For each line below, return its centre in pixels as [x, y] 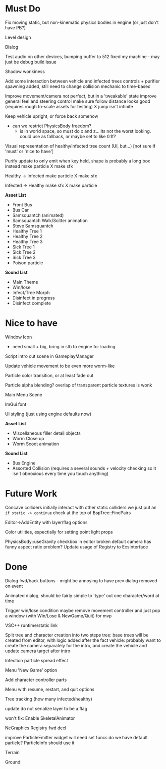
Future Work [31, 494]
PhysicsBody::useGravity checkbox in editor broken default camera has [78, 541]
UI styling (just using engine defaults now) [48, 414]
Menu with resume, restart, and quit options [50, 689]
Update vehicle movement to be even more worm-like [60, 366]
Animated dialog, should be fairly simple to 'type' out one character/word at [82, 595]
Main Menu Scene [24, 394]
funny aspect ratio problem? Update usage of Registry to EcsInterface [77, 546]
